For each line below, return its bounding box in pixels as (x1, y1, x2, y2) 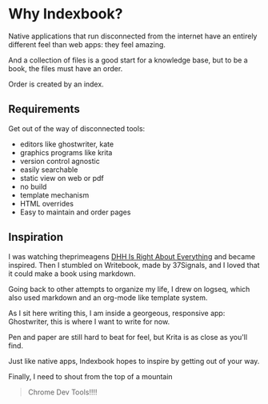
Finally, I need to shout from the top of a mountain (8, 371, 174, 381)
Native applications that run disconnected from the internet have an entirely (8, 31, 258, 41)
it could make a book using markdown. (8, 269, 136, 278)
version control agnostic (19, 156, 100, 166)
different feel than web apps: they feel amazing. (8, 39, 166, 49)
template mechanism (19, 190, 90, 200)
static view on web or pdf (19, 173, 104, 182)
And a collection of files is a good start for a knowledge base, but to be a (8, 55, 248, 65)
